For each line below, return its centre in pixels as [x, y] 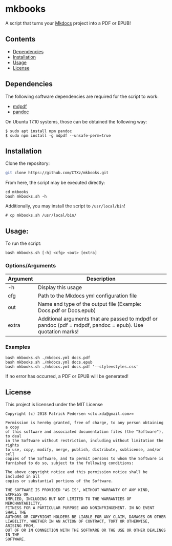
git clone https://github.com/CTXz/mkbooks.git [57, 173]
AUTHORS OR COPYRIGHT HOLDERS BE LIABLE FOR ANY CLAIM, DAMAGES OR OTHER [86, 517]
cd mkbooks [17, 192]
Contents [20, 39]
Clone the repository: [28, 163]
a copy [12, 427]
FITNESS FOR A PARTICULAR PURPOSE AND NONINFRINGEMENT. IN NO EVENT [80, 508]
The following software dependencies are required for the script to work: [82, 96]
